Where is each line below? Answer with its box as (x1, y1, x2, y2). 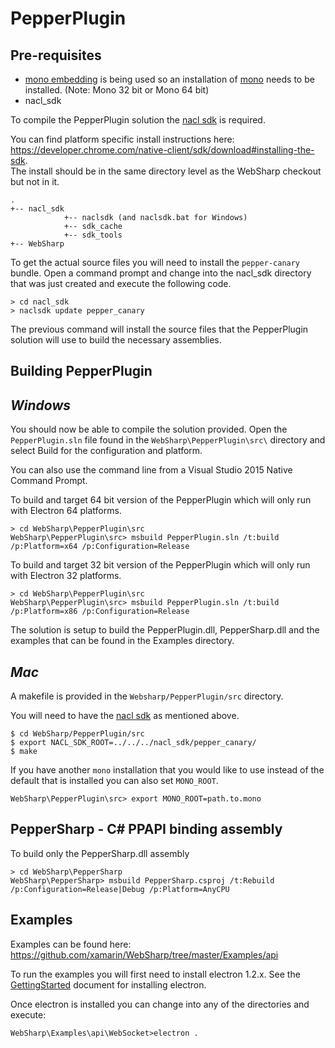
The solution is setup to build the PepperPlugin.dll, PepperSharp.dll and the (10, 624, 320, 636)
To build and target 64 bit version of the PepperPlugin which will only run (10, 494, 312, 506)
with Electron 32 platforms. (10, 570, 122, 582)
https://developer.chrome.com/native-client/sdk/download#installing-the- (10, 144, 315, 156)
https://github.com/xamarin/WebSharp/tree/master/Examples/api (10, 948, 279, 961)
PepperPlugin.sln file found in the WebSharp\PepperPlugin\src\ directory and (10, 434, 326, 446)
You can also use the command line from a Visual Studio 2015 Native (10, 464, 293, 476)
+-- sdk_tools (63, 230, 123, 240)
